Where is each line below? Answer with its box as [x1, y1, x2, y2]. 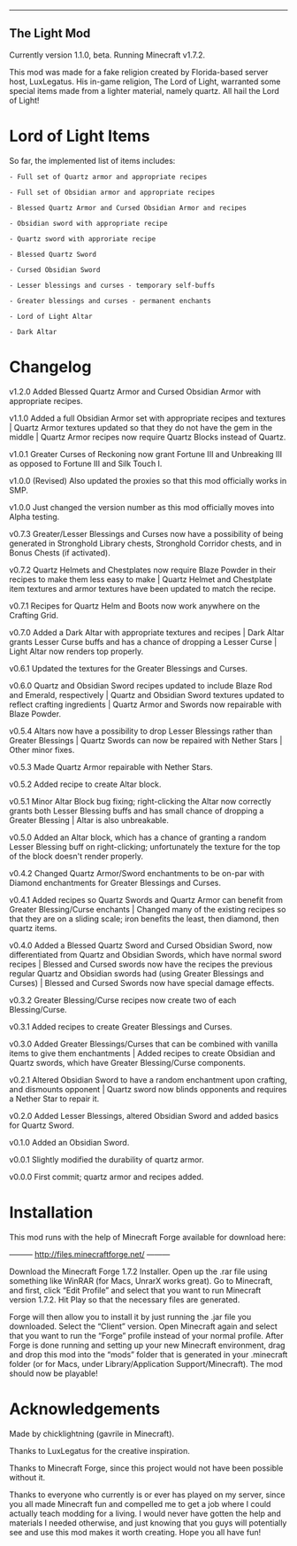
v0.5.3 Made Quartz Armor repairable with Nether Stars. [9, 761, 214, 772]
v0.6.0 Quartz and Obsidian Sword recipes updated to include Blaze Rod [9, 680, 272, 691]
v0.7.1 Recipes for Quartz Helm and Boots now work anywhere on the [9, 600, 261, 611]
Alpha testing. [9, 511, 60, 522]
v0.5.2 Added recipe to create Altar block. [9, 779, 162, 789]
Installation [9, 1202, 94, 1223]
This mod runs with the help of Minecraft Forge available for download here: [9, 1231, 286, 1242]
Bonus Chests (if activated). [9, 547, 110, 558]
